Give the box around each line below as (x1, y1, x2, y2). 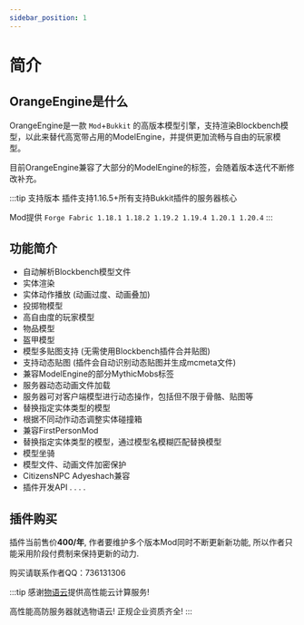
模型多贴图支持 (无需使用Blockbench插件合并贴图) (22, 346, 211, 356)
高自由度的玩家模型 (22, 312, 95, 323)
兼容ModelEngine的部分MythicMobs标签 (22, 368, 175, 379)
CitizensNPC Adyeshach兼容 (22, 471, 131, 482)
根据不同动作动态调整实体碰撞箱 (22, 414, 142, 425)
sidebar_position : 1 (9, 13, 88, 23)
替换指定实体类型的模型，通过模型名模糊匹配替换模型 (22, 436, 222, 447)
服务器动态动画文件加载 (22, 380, 111, 391)
